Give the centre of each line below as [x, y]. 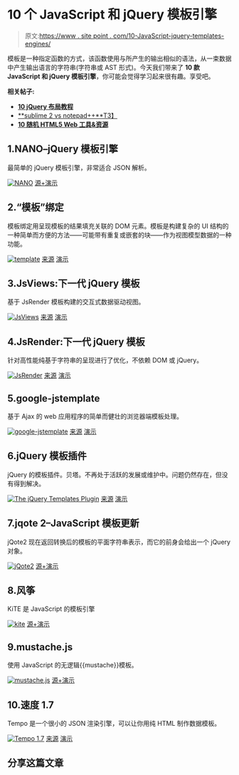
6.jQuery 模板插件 [47, 456]
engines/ [38, 43]
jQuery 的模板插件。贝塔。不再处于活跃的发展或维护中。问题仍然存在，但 [115, 474]
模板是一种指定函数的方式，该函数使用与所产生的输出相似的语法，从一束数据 [119, 58]
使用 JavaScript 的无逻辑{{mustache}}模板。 [73, 665]
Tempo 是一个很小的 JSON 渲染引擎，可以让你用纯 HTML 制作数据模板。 [114, 724]
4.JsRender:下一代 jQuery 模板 [76, 342]
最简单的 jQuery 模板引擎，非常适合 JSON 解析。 [79, 168]
